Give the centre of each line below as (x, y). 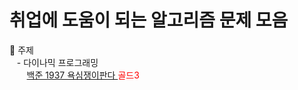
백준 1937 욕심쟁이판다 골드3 (83, 75)
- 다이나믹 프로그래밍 (57, 62)
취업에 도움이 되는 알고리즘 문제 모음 (149, 20)
